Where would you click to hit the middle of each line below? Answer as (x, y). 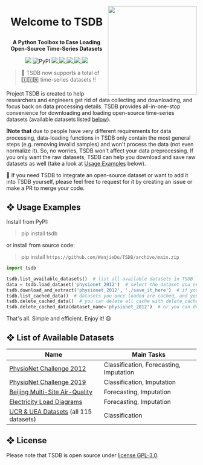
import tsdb (21, 268)
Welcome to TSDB (56, 22)
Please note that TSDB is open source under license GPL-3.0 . (82, 455)
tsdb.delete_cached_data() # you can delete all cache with (85, 301)
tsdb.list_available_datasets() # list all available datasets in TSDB (100, 279)
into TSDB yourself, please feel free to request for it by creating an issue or (99, 182)
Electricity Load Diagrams (46, 402)
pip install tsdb (39, 233)
